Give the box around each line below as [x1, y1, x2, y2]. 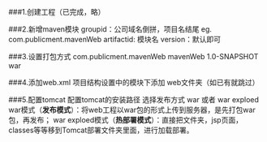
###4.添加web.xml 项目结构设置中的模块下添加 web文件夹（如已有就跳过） [8, 78, 260, 87]
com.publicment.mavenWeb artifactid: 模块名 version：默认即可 [8, 35, 222, 44]
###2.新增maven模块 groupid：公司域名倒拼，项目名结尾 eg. [8, 24, 213, 34]
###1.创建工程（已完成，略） [8, 7, 106, 16]
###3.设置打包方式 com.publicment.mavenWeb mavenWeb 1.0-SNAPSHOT [8, 52, 259, 61]
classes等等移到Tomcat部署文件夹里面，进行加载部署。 [8, 125, 194, 135]
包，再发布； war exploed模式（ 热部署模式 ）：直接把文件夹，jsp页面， [8, 115, 243, 124]
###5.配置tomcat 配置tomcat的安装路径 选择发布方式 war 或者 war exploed [8, 95, 260, 104]
